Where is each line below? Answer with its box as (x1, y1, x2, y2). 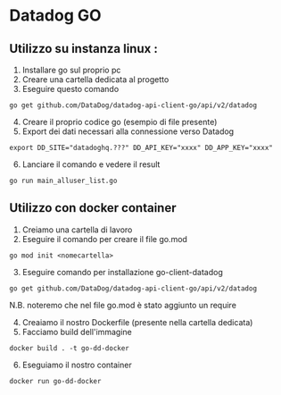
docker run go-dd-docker (9, 376, 102, 385)
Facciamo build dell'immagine (21, 326, 132, 337)
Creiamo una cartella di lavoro (21, 224, 133, 235)
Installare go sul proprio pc (21, 64, 121, 75)
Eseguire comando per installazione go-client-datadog (21, 266, 223, 277)
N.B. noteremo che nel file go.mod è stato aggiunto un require (9, 299, 236, 310)
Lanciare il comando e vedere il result (21, 159, 161, 170)
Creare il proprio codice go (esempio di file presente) (21, 117, 218, 127)
